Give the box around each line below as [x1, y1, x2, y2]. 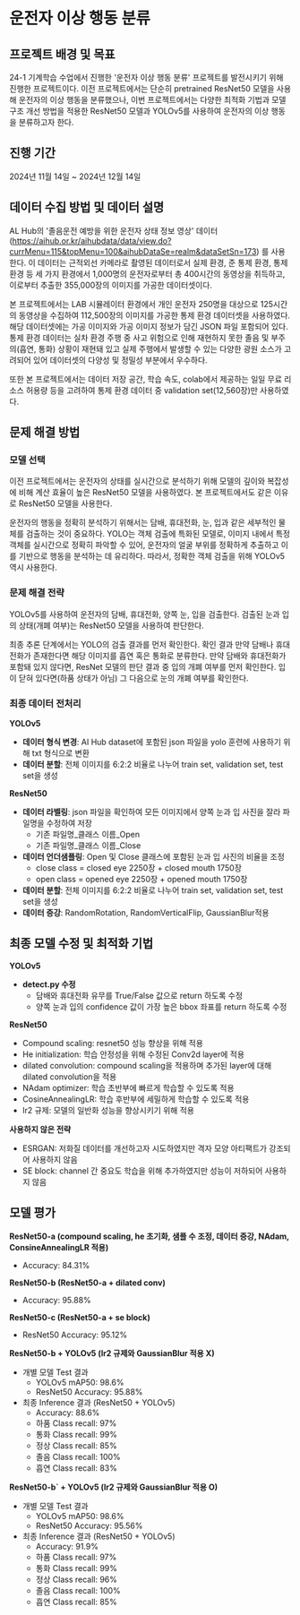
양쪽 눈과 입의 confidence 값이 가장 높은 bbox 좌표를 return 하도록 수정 [35, 1001, 287, 1012]
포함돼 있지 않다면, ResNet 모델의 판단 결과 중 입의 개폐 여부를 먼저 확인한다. [9, 661, 277, 672]
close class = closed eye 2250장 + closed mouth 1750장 [35, 862, 242, 873]
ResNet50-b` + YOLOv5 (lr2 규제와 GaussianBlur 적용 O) [9, 1482, 218, 1492]
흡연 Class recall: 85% [35, 1596, 118, 1607]
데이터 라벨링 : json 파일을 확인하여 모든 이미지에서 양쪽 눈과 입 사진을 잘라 [21, 806, 281, 817]
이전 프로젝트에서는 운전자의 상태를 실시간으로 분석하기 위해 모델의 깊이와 [9, 476, 266, 486]
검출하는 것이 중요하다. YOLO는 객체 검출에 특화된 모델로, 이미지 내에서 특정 [25, 528, 291, 539]
